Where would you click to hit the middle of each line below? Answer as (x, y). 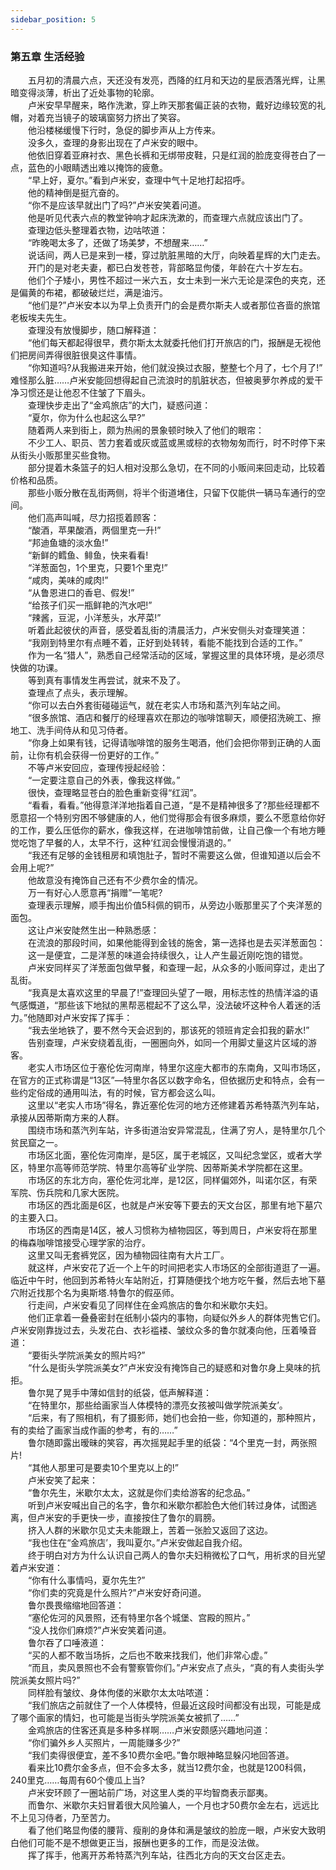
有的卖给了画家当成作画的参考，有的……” (94, 1430)
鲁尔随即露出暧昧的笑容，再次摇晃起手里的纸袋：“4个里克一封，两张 (168, 1442)
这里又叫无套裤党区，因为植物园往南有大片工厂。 (128, 1255)
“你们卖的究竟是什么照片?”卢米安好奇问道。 (117, 1592)
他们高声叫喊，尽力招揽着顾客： (93, 517)
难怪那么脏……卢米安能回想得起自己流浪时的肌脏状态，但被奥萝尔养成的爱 (162, 380)
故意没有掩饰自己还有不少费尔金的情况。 (119, 880)
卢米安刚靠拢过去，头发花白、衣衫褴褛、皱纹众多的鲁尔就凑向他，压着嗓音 (163, 1330)
